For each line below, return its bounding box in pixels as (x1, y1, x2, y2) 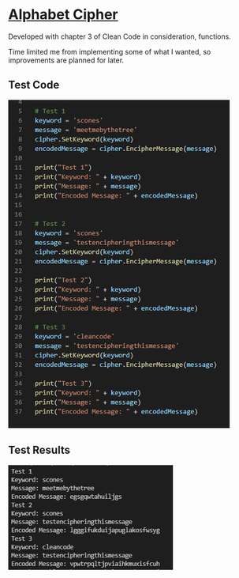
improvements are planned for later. (8, 55, 125, 65)
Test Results (8, 444, 71, 457)
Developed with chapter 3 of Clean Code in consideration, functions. (8, 32, 231, 41)
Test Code (8, 78, 60, 92)
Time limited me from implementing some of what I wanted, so (8, 47, 211, 56)
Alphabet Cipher (8, 6, 118, 24)
